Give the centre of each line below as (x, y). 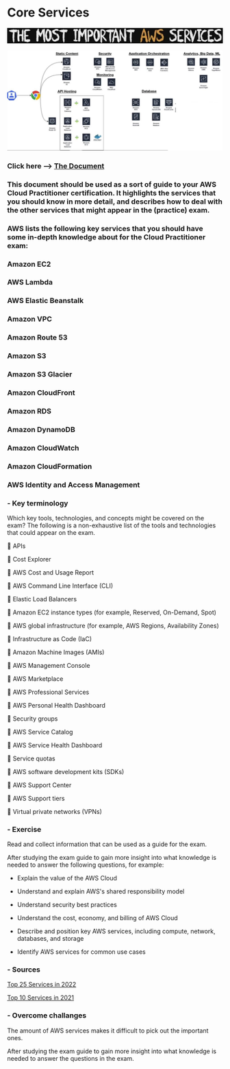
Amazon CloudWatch (43, 448)
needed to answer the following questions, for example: (86, 865)
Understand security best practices (67, 905)
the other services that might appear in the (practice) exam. (108, 210)
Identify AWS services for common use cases (81, 952)
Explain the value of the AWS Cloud (67, 878)
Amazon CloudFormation (50, 466)
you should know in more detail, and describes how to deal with (115, 202)
